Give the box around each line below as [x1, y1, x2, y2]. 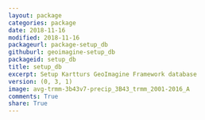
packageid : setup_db [8, 56, 77, 64]
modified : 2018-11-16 [8, 33, 80, 42]
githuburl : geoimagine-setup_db [8, 48, 115, 56]
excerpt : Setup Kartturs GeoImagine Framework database [8, 70, 197, 78]
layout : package [8, 11, 62, 20]
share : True [8, 99, 48, 107]
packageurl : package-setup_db [8, 41, 109, 49]
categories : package [8, 19, 77, 27]
